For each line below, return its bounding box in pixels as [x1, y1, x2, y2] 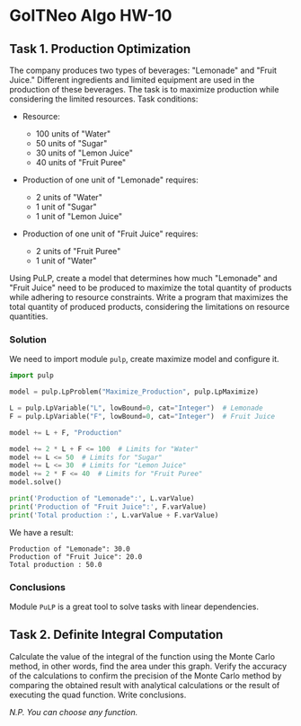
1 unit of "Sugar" [35, 201, 97, 212]
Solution [9, 333, 48, 346]
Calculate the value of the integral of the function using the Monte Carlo [9, 651, 276, 661]
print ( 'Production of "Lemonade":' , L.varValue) [9, 494, 195, 503]
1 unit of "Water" [35, 255, 97, 266]
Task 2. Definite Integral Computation [9, 627, 224, 642]
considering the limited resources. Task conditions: [9, 93, 199, 104]
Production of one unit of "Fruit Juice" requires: [22, 228, 199, 239]
